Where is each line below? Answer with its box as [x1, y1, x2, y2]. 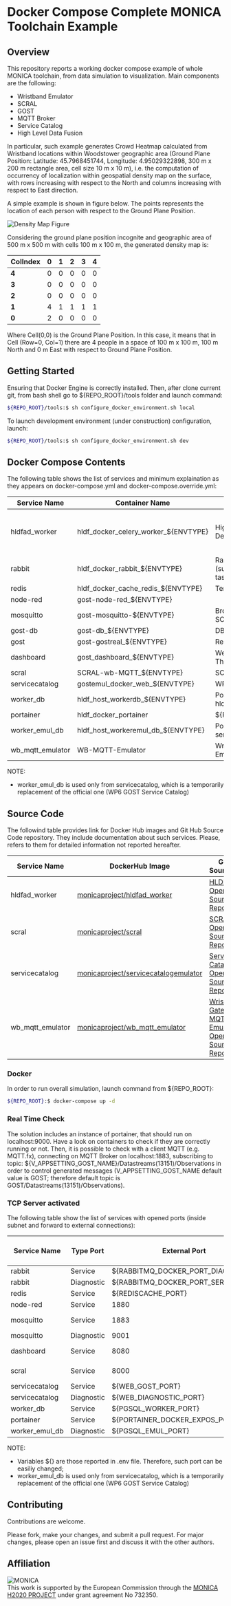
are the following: [7, 79, 56, 87]
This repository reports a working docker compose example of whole [7, 65, 203, 72]
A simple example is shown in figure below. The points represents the [7, 199, 204, 207]
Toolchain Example [7, 19, 118, 34]
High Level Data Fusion [16, 129, 83, 137]
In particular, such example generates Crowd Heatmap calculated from [7, 142, 208, 150]
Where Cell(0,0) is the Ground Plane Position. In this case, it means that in [7, 331, 217, 339]
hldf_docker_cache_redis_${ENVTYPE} [76, 584, 203, 594]
